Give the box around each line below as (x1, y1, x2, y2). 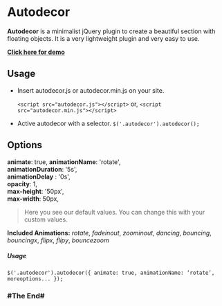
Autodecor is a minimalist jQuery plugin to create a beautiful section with (7, 27, 216, 35)
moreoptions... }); (7, 275, 64, 282)
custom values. (24, 215, 68, 224)
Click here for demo (7, 48, 66, 56)
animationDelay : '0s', (7, 172, 71, 181)
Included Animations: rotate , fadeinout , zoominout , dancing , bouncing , (7, 228, 212, 237)
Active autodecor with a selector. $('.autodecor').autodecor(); (17, 119, 200, 127)
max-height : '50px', (7, 187, 64, 195)
